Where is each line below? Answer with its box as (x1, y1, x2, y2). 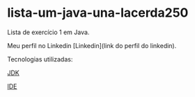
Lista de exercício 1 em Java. (7, 28, 90, 36)
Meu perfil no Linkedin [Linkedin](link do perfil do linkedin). (7, 41, 177, 50)
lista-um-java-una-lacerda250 (7, 5, 189, 21)
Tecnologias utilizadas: (7, 54, 73, 64)
